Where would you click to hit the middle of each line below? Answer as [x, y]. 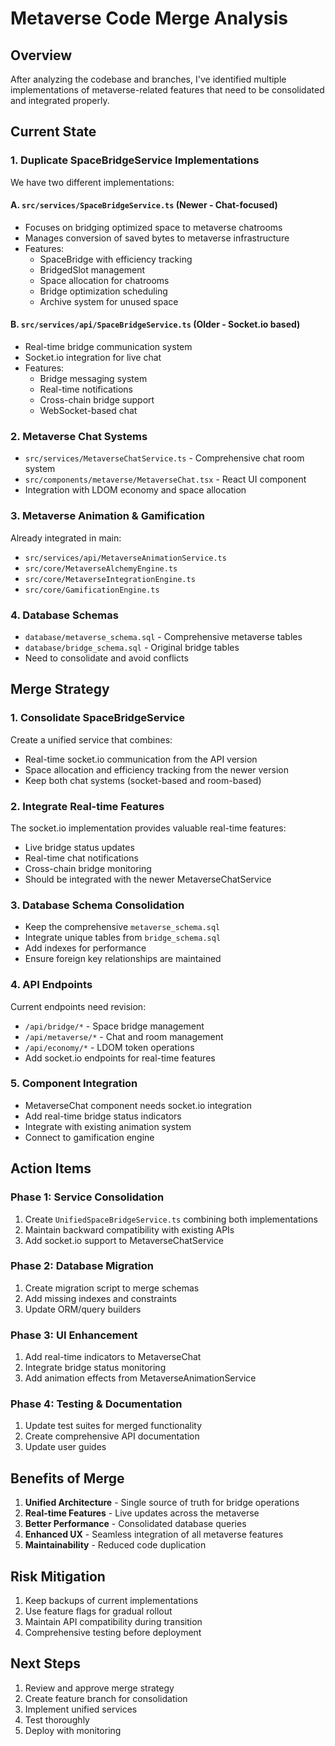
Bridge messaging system [93, 379]
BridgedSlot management [92, 269]
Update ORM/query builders [83, 1309]
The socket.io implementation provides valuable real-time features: [148, 828]
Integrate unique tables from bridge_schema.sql [123, 938]
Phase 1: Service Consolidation [87, 1197]
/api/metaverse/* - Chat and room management [124, 1036]
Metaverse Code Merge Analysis [149, 18]
